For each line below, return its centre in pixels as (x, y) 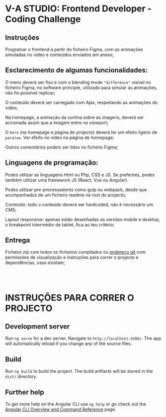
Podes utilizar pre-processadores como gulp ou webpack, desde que (76, 190)
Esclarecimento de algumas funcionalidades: (77, 70)
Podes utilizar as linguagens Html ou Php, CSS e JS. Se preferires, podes (80, 175)
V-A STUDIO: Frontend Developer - (79, 9)
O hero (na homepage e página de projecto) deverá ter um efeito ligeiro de (81, 132)
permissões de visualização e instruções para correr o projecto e (72, 257)
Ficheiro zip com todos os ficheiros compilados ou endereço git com (75, 252)
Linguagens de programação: (52, 163)
